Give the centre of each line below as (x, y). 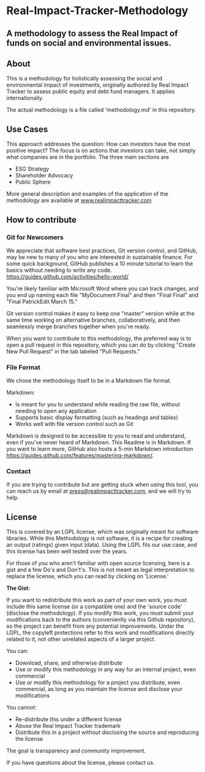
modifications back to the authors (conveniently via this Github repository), (101, 620)
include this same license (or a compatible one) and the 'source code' (94, 607)
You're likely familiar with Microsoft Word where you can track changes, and (102, 288)
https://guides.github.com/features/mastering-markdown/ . (80, 455)
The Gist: (18, 588)
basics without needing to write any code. (59, 270)
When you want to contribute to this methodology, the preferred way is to (99, 338)
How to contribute (42, 219)
